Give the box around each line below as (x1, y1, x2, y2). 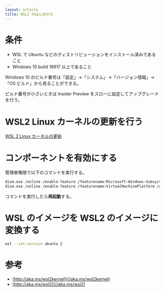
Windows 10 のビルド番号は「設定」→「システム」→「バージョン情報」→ (5, 74, 155, 80)
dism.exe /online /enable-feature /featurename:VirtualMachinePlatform (5, 184, 155, 189)
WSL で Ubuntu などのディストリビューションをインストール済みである (12, 52, 156, 58)
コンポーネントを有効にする (5, 152, 117, 164)
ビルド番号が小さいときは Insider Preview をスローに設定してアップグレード (5, 91, 159, 97)
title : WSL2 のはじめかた (5, 12, 54, 17)
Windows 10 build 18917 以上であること (12, 64, 92, 70)
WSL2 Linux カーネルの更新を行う (5, 116, 143, 127)
